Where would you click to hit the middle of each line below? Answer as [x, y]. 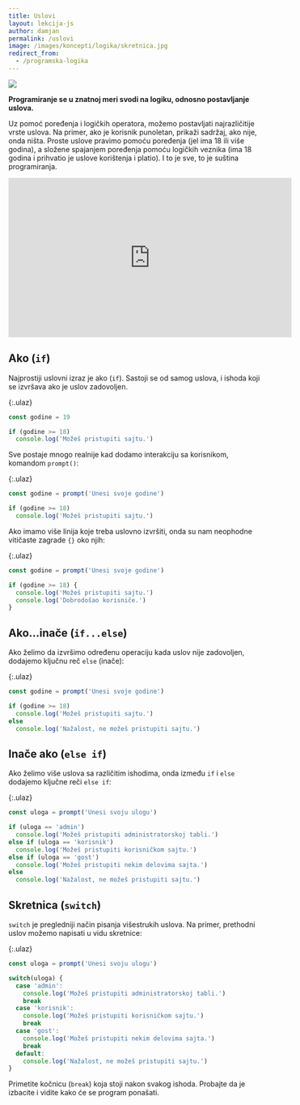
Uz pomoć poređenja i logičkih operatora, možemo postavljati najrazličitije [131, 123]
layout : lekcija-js [41, 23]
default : [30, 1053]
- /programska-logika [52, 62]
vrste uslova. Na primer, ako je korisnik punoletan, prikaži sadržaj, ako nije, [133, 132]
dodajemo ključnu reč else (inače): [66, 661]
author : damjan [34, 31]
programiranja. [33, 166]
